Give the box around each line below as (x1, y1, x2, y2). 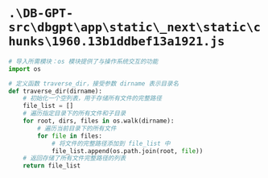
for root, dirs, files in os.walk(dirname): (23, 117, 175, 126)
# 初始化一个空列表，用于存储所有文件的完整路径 (23, 94, 163, 102)
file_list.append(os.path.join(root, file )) (51, 147, 204, 155)
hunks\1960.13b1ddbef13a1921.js (8, 34, 225, 49)
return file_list (23, 162, 81, 170)
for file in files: (37, 131, 103, 140)
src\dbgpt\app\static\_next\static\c (8, 20, 262, 35)
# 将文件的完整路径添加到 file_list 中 (51, 139, 171, 147)
